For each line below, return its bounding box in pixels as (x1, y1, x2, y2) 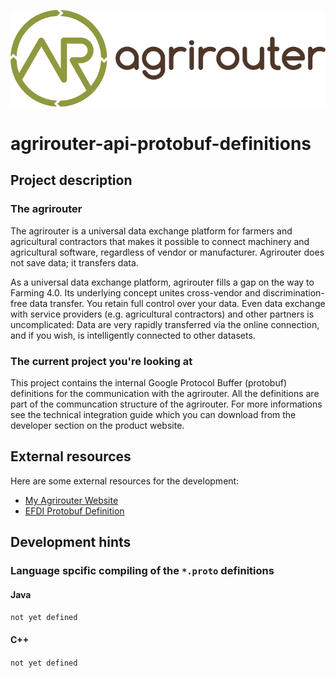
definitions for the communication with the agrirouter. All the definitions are (10, 388, 320, 400)
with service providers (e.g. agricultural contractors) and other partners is (10, 308, 315, 320)
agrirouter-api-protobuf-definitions (10, 133, 312, 155)
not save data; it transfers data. (10, 256, 139, 269)
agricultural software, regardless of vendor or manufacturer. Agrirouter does (10, 246, 325, 258)
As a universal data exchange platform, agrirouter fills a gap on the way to (10, 276, 315, 288)
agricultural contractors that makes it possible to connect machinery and (10, 235, 310, 247)
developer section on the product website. (10, 420, 185, 432)
